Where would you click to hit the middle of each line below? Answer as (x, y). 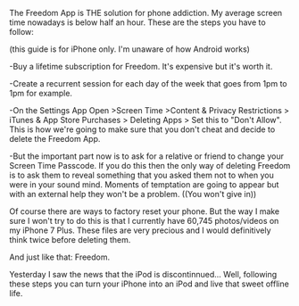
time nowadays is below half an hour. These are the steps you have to (137, 22)
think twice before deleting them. (70, 240)
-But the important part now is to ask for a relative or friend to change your (146, 156)
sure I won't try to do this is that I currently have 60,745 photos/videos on (144, 221)
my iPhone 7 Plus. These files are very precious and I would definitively (140, 230)
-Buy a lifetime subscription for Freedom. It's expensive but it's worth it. (141, 66)
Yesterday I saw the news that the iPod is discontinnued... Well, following (143, 274)
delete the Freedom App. (55, 139)
